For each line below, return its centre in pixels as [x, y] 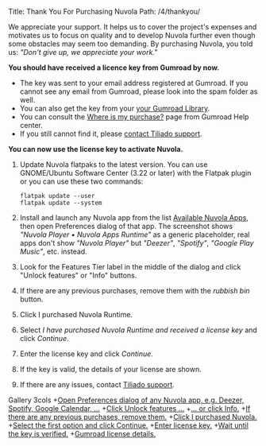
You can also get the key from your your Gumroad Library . [115, 108]
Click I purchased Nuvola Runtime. [76, 314]
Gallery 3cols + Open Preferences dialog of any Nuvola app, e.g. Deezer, [126, 400]
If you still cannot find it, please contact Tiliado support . [111, 134]
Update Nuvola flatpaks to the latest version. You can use [114, 165]
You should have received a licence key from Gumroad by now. [114, 68]
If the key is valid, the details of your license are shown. [110, 369]
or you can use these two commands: [81, 181]
